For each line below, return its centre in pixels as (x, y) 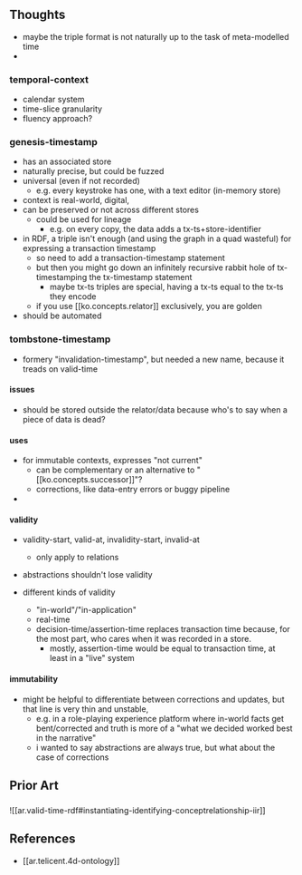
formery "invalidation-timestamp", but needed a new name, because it (153, 359)
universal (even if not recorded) (81, 181)
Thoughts (38, 15)
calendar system (53, 100)
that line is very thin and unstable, (85, 709)
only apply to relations (77, 558)
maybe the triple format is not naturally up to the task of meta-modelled (156, 36)
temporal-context (49, 79)
